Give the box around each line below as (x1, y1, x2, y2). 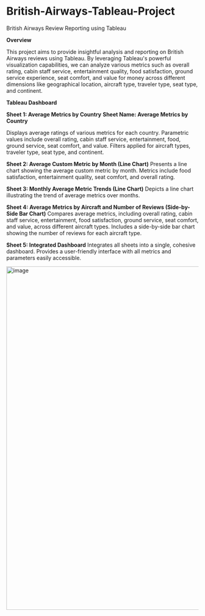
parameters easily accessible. (6, 254, 81, 261)
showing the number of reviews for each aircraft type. (6, 229, 142, 236)
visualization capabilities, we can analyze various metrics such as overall (6, 61, 190, 68)
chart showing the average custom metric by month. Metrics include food (6, 167, 191, 174)
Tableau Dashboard (6, 99, 57, 106)
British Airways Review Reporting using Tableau (6, 24, 126, 32)
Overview (6, 36, 32, 43)
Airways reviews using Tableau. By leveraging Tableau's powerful (6, 54, 171, 62)
